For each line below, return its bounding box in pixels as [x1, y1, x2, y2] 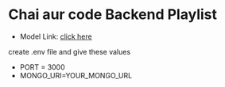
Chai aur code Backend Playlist [8, 6, 217, 24]
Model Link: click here [19, 32, 93, 41]
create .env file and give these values [8, 47, 131, 56]
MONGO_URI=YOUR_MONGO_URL [19, 70, 133, 80]
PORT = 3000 [19, 62, 65, 72]
